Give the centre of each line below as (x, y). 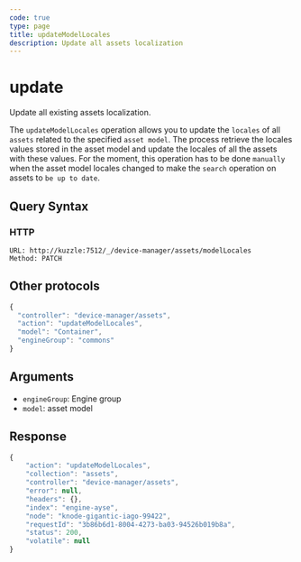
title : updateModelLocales (60, 34)
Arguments (42, 377)
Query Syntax (49, 206)
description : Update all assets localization (96, 43)
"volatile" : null (58, 541)
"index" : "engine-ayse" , (72, 507)
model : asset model (57, 408)
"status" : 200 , (54, 533)
